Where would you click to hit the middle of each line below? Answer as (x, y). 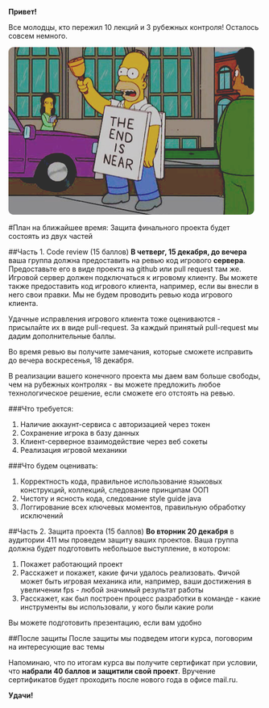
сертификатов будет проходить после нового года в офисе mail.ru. (123, 680)
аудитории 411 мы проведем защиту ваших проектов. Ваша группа (124, 540)
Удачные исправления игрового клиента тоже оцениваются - (114, 319)
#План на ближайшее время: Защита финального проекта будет (119, 228)
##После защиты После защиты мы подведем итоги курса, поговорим (130, 638)
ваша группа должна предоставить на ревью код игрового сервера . (127, 260)
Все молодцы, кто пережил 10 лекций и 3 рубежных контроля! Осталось (134, 27)
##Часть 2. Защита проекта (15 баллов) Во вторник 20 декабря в (121, 531)
